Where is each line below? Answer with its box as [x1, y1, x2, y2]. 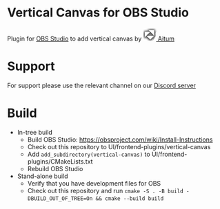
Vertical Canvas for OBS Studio [7, 5, 190, 21]
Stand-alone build [17, 172, 68, 180]
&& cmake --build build [95, 195, 164, 202]
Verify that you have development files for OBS [27, 179, 161, 187]
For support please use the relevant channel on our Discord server [7, 81, 197, 89]
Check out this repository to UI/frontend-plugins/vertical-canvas [27, 142, 211, 151]
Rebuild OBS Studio [27, 164, 83, 173]
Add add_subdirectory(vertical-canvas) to [27, 150, 150, 158]
